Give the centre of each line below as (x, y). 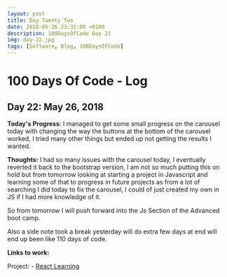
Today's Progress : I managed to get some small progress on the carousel (114, 124)
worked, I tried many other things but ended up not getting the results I (110, 138)
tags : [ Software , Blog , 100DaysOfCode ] (66, 46)
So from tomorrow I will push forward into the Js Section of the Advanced (113, 210)
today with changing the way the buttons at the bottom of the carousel (109, 131)
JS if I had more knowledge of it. (54, 197)
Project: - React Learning (43, 266)
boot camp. (24, 218)
